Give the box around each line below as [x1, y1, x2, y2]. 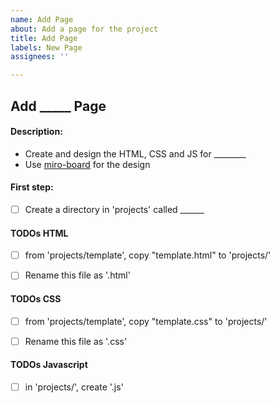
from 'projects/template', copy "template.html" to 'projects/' [24, 249, 272, 261]
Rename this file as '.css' [24, 335, 128, 347]
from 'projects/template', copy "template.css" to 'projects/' [24, 315, 268, 327]
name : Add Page [10, 14, 74, 25]
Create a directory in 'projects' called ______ [24, 203, 205, 215]
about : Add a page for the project [10, 24, 159, 34]
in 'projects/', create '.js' [24, 381, 124, 393]
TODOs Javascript [10, 359, 88, 371]
